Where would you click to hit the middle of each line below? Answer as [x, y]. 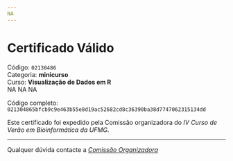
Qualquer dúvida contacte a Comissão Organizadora [83, 149]
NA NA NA [22, 89]
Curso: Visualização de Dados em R [59, 82]
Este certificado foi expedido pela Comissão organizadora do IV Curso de [112, 122]
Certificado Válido [61, 48]
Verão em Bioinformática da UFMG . [58, 130]
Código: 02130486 [32, 67]
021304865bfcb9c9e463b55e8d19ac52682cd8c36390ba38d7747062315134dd [107, 109]
